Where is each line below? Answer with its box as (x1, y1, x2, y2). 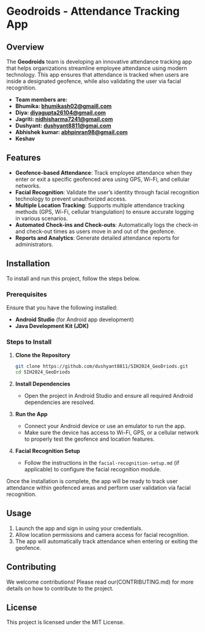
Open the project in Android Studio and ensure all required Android (24, 392, 193, 399)
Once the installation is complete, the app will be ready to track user (6, 477, 178, 485)
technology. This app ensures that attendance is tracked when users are (6, 71, 189, 78)
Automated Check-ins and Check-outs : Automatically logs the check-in (15, 221, 198, 228)
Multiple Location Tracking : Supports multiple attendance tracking (15, 201, 185, 209)
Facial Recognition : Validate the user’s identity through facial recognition (15, 188, 199, 196)
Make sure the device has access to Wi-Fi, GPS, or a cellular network (24, 428, 199, 436)
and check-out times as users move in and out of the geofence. (15, 227, 176, 235)
